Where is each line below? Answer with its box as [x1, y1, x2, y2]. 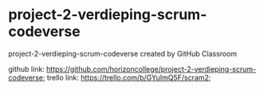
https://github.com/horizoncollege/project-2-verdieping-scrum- [46, 64, 257, 73]
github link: [8, 64, 45, 73]
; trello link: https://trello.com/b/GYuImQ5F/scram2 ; [42, 72, 211, 82]
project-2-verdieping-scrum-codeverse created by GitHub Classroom [8, 49, 238, 58]
